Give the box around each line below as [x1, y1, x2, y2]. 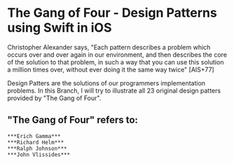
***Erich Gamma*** [7, 132, 61, 139]
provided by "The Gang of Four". [7, 93, 102, 102]
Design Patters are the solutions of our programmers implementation [7, 78, 205, 87]
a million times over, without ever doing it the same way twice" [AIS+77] [7, 65, 215, 74]
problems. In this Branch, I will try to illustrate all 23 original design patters [7, 86, 221, 95]
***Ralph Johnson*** [7, 145, 68, 152]
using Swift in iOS [7, 20, 112, 36]
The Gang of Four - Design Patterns [7, 5, 217, 21]
